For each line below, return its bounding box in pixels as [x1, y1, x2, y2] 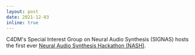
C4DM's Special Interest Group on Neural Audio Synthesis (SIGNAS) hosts [6, 36, 189, 43]
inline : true [6, 20, 39, 25]
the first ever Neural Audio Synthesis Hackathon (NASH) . [6, 42, 146, 49]
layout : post [6, 8, 39, 15]
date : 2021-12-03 [6, 14, 49, 20]
